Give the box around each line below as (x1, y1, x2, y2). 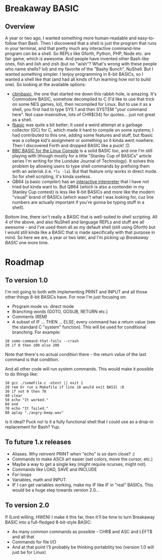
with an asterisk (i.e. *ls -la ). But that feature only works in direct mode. (12, 169, 158, 174)
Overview (5, 22, 35, 31)
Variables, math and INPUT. (12, 476, 67, 482)
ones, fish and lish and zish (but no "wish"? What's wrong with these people (5, 61, 157, 67)
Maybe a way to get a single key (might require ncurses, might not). (12, 461, 147, 467)
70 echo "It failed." (5, 406, 49, 411)
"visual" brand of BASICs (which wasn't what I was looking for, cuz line (12, 194, 154, 200)
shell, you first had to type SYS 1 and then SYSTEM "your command (12, 106, 147, 112)
